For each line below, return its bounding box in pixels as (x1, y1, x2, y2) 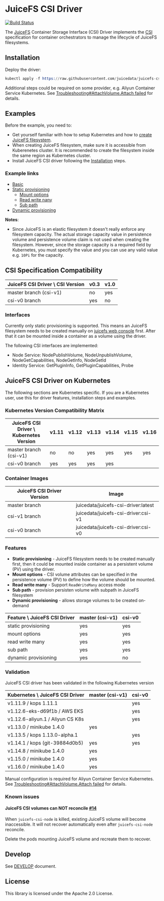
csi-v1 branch (7, 513, 41, 520)
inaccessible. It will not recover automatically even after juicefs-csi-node (5, 821, 153, 827)
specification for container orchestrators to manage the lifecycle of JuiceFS (5, 34, 157, 40)
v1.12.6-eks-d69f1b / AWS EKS (7, 707, 84, 714)
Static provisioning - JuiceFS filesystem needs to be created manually (12, 556, 155, 562)
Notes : (5, 217, 19, 222)
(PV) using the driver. (12, 566, 55, 572)
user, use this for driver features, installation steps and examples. (5, 395, 137, 400)
